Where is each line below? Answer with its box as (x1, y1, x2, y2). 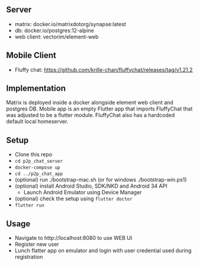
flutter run (14, 202, 44, 208)
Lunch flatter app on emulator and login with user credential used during (14, 247, 192, 254)
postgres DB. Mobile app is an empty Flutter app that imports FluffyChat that (6, 105, 193, 112)
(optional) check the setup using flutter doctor (14, 195, 133, 202)
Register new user (14, 240, 59, 248)
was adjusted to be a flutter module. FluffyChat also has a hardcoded (6, 112, 175, 119)
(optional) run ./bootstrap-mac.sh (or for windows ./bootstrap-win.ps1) (14, 176, 187, 183)
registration (14, 254, 43, 261)
